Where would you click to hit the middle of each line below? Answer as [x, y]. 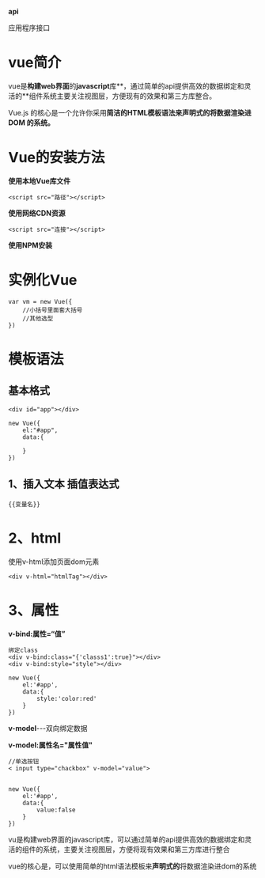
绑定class [23, 650]
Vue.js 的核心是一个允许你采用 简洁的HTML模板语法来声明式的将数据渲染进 [130, 112]
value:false [57, 810]
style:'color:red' [67, 698]
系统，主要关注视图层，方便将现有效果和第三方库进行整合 [136, 849]
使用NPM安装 [30, 245]
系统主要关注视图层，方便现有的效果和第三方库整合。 [130, 96]
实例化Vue [43, 280]
